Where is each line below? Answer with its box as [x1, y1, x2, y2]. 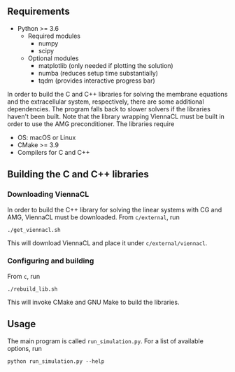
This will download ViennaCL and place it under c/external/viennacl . [7, 238, 208, 247]
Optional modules [27, 54, 79, 62]
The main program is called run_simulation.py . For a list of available [7, 336, 204, 345]
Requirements [7, 6, 70, 18]
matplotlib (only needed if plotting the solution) [38, 61, 173, 69]
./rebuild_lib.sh [7, 285, 58, 293]
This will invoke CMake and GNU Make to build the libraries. [7, 298, 180, 306]
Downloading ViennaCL [7, 189, 90, 199]
